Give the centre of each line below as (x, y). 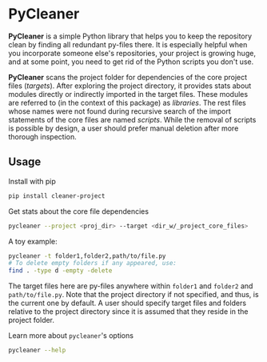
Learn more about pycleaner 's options (71, 336)
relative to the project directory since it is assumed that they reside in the (128, 312)
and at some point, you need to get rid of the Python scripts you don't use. (131, 62)
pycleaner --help (37, 350)
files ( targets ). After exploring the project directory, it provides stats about (130, 86)
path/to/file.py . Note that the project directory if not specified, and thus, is (133, 295)
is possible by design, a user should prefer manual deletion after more (124, 128)
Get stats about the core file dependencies (79, 211)
